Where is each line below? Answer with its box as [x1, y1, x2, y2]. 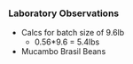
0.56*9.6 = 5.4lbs [34, 36, 100, 47]
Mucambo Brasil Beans [20, 46, 106, 57]
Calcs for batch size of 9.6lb [20, 28, 125, 38]
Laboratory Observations [8, 7, 120, 20]
